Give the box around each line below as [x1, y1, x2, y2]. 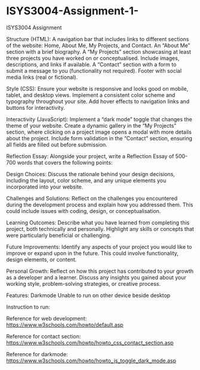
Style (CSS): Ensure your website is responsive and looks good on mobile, [6, 85, 189, 92]
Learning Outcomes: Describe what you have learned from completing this [6, 219, 190, 226]
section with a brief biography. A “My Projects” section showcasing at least [6, 48, 191, 55]
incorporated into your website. [6, 183, 84, 190]
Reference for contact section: [6, 332, 81, 340]
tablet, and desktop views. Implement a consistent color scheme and [6, 91, 176, 98]
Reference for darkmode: [6, 350, 68, 357]
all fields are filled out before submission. [6, 141, 107, 148]
